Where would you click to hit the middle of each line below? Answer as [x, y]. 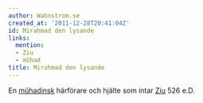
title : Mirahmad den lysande [57, 68]
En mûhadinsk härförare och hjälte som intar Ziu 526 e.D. [101, 90]
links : [19, 38]
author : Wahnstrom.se [44, 16]
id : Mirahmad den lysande [51, 30]
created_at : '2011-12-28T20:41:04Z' [69, 23]
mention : [30, 46]
